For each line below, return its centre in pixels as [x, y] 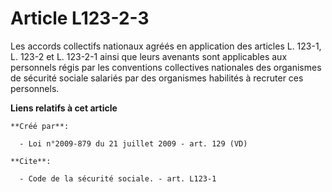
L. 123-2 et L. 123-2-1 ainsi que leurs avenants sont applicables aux [149, 56]
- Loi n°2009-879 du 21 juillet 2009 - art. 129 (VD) [133, 143]
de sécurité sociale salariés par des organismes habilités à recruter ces [157, 78]
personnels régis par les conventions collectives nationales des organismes [166, 67]
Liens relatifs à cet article [64, 108]
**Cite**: [31, 161]
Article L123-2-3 [80, 18]
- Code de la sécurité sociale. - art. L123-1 [118, 178]
